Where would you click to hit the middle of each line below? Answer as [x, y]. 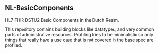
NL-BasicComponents [39, 8]
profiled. [13, 45]
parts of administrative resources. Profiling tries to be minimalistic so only [79, 34]
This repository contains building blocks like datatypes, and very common [79, 29]
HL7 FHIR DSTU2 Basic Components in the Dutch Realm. [62, 20]
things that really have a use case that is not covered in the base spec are [79, 40]
